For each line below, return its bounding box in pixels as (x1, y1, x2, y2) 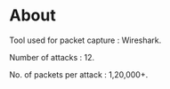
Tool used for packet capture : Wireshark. (9, 35, 162, 45)
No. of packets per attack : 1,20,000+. (9, 69, 149, 80)
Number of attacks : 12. (9, 52, 95, 62)
